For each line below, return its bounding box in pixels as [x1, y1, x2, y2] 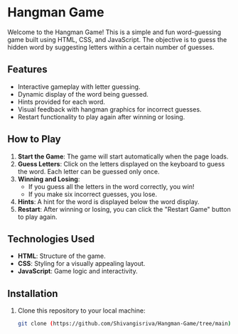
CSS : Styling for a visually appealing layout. [17, 259, 146, 268]
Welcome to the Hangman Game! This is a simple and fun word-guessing [7, 28, 222, 36]
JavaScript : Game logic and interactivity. [17, 267, 138, 276]
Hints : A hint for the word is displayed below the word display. [17, 197, 200, 206]
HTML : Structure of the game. [17, 252, 107, 260]
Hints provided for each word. [17, 97, 105, 106]
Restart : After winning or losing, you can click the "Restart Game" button [17, 205, 231, 213]
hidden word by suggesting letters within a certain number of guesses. [7, 43, 215, 51]
